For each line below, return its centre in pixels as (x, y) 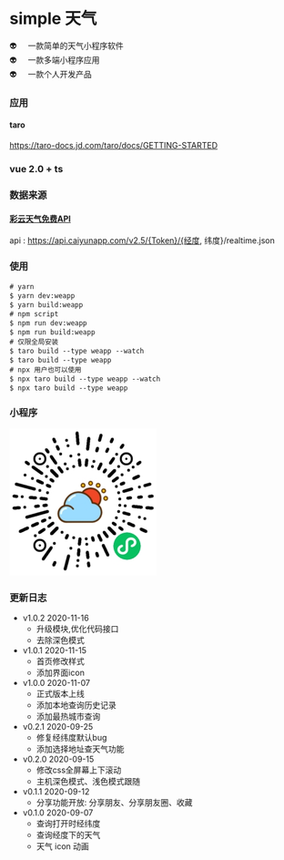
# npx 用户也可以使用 (46, 370)
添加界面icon (60, 672)
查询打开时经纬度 (68, 824)
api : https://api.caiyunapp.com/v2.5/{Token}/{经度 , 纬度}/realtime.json (142, 241)
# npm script (34, 314)
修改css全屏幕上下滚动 (79, 770)
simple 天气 (53, 19)
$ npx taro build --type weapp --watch (85, 379)
